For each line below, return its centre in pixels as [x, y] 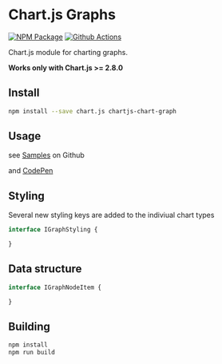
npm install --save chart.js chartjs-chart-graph [93, 111]
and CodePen [31, 171]
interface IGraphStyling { [53, 230]
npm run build [32, 353]
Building [29, 326]
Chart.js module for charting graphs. [68, 52]
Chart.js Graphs [62, 15]
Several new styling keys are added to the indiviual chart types [111, 215]
